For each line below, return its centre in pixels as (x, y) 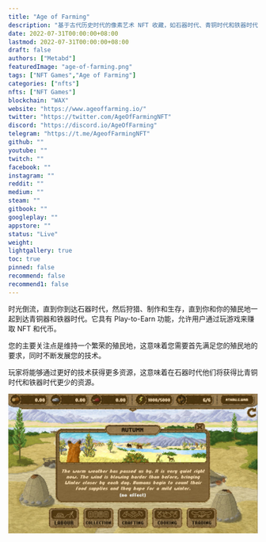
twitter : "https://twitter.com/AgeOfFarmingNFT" (90, 117)
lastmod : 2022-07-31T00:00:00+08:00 (68, 42)
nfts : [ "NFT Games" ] (42, 92)
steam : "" (25, 201)
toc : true (25, 259)
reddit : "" (26, 184)
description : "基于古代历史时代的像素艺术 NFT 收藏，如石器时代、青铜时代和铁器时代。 (136, 25)
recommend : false (37, 276)
